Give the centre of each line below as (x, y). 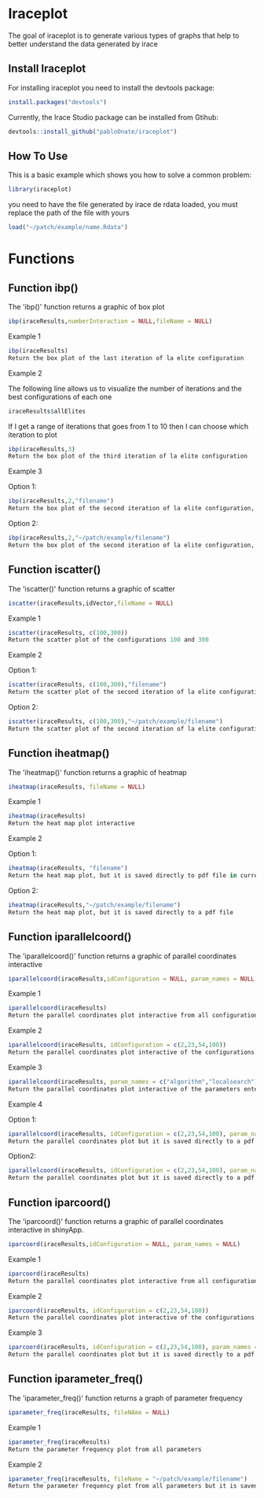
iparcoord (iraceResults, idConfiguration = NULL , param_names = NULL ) (125, 1244)
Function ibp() (43, 288)
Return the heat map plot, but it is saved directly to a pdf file (121, 912)
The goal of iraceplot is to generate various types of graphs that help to (124, 35)
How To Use (38, 156)
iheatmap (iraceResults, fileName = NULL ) (77, 787)
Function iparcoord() (60, 1202)
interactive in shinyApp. (46, 1229)
